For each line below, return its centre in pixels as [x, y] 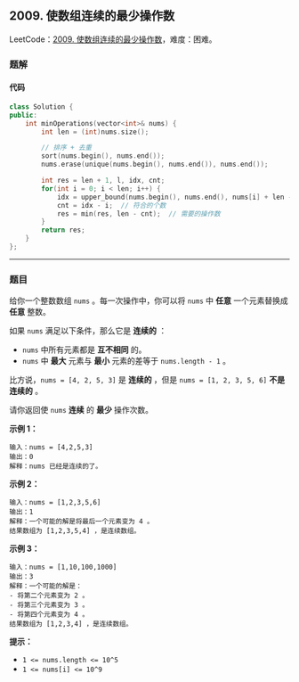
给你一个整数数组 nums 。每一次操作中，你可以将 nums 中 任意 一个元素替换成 [149, 300]
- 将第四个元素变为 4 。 [49, 615]
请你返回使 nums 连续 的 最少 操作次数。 [81, 410]
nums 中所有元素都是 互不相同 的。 [84, 349]
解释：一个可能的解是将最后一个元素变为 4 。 [81, 522]
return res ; [64, 230]
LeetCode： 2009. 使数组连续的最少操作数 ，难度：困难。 [113, 39]
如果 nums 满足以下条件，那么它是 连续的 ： [88, 331]
